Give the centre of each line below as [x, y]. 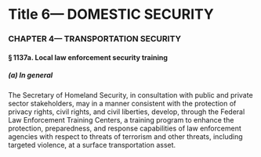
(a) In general [31, 75]
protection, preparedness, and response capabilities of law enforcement [125, 128]
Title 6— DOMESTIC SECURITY [111, 14]
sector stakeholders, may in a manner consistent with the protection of [122, 103]
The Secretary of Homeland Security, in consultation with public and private [130, 95]
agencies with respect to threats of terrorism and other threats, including [125, 136]
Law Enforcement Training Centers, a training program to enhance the [121, 120]
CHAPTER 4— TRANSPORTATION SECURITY [95, 39]
